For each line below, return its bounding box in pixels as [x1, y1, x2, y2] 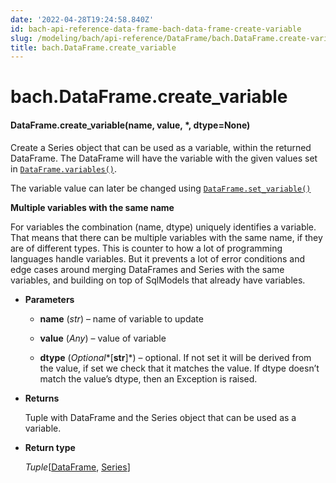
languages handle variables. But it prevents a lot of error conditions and [10, 252, 305, 265]
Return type [24, 441, 76, 453]
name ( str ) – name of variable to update [39, 312, 204, 325]
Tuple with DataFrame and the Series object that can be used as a [24, 411, 297, 423]
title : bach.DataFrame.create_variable [10, 42, 177, 53]
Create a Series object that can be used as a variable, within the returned [10, 141, 312, 153]
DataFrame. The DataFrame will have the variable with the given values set [10, 152, 318, 164]
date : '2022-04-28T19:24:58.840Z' [10, 14, 155, 25]
